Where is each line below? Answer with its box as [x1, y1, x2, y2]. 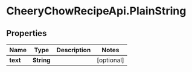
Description [56, 46, 91, 54]
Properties [6, 28, 47, 38]
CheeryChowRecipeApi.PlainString [6, 4, 187, 18]
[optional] [96, 56, 125, 64]
